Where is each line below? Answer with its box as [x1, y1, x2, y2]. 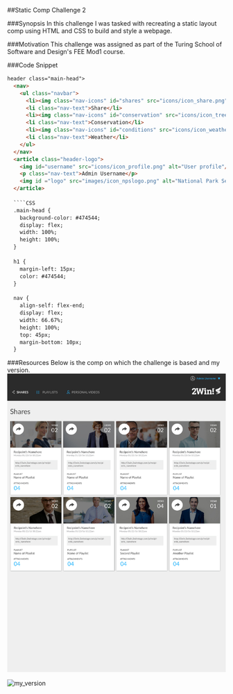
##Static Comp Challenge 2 [7, 6, 87, 14]
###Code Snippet [7, 61, 58, 69]
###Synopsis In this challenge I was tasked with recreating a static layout [7, 19, 217, 27]
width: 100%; [19, 229, 58, 236]
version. [7, 366, 31, 374]
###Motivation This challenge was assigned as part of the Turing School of [7, 40, 223, 48]
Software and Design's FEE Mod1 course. [7, 48, 126, 56]
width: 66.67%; [19, 316, 64, 323]
